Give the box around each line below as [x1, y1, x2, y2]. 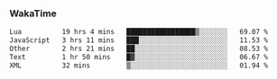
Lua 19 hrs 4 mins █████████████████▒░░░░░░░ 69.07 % [9, 28, 269, 37]
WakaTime [9, 7, 57, 20]
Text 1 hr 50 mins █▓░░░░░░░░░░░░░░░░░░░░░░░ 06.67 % [9, 52, 269, 61]
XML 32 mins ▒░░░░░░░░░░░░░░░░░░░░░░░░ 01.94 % [9, 61, 269, 70]
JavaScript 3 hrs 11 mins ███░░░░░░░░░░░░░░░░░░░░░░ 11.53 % [9, 36, 269, 45]
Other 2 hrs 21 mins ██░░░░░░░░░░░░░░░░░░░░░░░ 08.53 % [9, 44, 269, 54]
